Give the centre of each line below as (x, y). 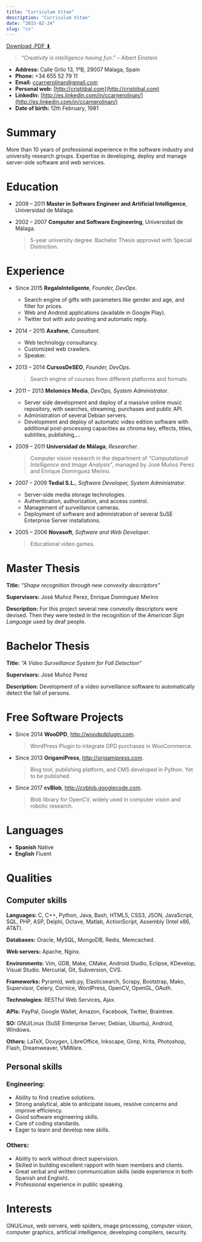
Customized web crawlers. (57, 349)
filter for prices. (43, 306)
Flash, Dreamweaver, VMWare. (45, 1048)
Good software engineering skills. (57, 1116)
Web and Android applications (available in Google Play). (95, 312)
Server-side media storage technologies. (75, 494)
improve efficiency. (39, 1110)
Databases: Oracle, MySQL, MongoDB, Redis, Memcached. (81, 940)
